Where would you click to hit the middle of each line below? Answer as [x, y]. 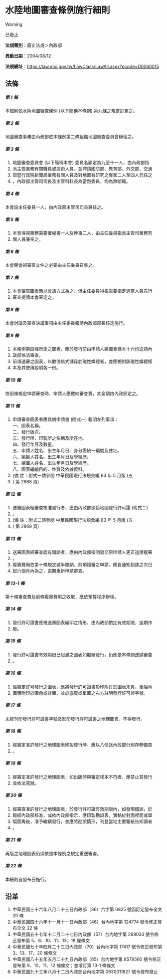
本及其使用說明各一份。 [36, 368]
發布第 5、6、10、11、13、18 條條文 [53, 941]
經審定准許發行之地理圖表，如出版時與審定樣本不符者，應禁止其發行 [82, 777]
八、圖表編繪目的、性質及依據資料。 [50, 469]
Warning [14, 24]
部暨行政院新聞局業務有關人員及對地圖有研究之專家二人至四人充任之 [82, 175]
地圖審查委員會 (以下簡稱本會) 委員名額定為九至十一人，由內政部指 [81, 163]
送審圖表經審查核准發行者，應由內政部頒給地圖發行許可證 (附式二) [80, 507]
